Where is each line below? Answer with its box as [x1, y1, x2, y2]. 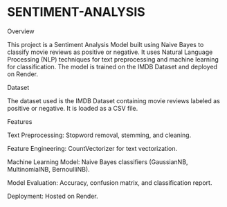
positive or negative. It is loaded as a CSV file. [7, 104, 138, 112]
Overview [7, 27, 35, 35]
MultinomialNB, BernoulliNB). [7, 165, 90, 173]
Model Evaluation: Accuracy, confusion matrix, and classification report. [7, 178, 212, 187]
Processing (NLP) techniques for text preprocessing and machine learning [7, 55, 219, 63]
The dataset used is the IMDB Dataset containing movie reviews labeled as [7, 96, 220, 105]
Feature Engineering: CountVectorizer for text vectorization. [7, 144, 178, 152]
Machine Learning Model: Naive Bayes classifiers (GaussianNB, [7, 157, 188, 166]
